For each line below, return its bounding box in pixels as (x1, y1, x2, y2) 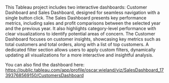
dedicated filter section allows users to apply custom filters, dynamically (5, 47, 156, 52)
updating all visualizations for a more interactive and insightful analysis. (5, 52, 154, 58)
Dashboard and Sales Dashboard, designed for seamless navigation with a (5, 9, 160, 15)
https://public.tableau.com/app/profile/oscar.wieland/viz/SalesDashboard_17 (5, 67, 164, 73)
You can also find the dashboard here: (5, 62, 85, 67)
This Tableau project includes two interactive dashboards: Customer (5, 4, 147, 10)
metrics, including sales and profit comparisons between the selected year (5, 20, 160, 26)
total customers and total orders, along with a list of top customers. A (5, 41, 149, 47)
